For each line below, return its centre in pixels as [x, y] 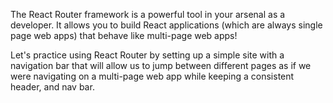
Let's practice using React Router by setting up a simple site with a [147, 55]
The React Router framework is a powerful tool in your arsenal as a [148, 14]
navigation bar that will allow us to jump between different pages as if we [161, 65]
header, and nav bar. [52, 87]
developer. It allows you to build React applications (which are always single [166, 25]
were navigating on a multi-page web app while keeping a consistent [152, 76]
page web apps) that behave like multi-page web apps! [124, 35]
